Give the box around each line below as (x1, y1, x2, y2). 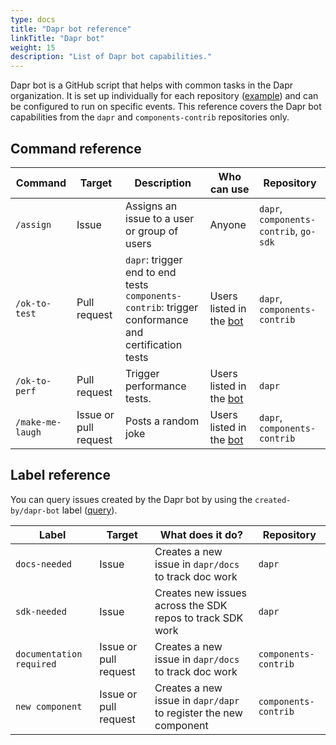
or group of (125, 224, 179, 238)
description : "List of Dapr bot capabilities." (10, 52, 213, 62)
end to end (125, 265, 177, 279)
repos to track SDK (154, 611, 244, 625)
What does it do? (159, 527, 243, 541)
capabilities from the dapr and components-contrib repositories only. (10, 111, 290, 123)
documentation (15, 648, 83, 660)
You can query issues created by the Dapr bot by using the (10, 493, 253, 505)
